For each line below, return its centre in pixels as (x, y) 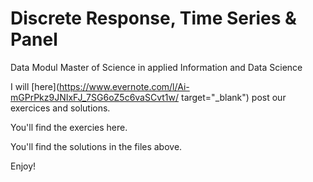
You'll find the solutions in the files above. (96, 146)
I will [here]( (35, 86)
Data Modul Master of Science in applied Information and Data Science (156, 67)
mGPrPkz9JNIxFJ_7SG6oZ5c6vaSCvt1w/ (95, 97)
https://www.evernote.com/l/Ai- (124, 86)
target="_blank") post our (233, 97)
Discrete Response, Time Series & (153, 18)
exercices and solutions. (60, 108)
